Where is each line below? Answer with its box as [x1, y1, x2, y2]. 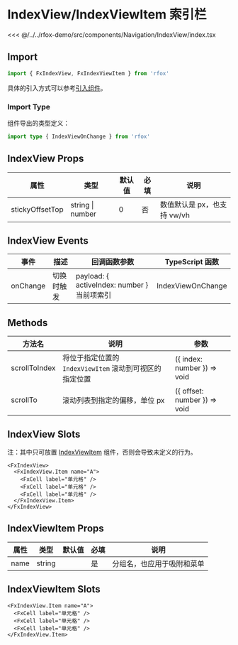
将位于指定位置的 [62, 353, 120, 363]
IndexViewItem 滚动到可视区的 [62, 364, 161, 374]
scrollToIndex [11, 363, 56, 373]
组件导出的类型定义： [7, 119, 69, 127]
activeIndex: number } [75, 280, 149, 290]
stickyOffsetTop [11, 204, 64, 214]
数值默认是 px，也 [159, 200, 220, 210]
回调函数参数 [91, 257, 135, 267]
